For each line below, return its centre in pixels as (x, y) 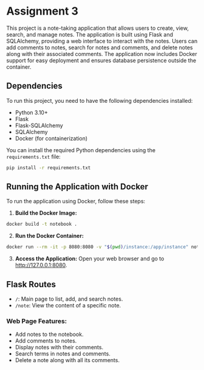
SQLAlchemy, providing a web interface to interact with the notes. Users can (102, 41)
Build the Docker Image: (46, 213)
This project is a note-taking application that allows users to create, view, (98, 28)
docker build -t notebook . (42, 224)
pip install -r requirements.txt (49, 168)
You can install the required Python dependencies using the (81, 150)
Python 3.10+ (32, 112)
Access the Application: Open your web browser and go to (90, 259)
